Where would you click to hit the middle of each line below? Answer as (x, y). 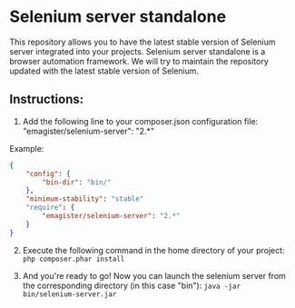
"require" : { (50, 208)
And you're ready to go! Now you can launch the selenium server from (154, 275)
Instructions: (47, 99)
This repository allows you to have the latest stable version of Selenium (143, 42)
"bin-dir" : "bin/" (77, 182)
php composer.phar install (74, 259)
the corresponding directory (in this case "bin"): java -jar (132, 285)
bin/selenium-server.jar (69, 294)
